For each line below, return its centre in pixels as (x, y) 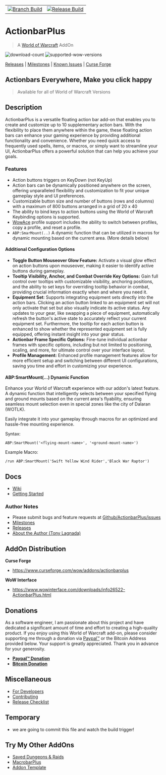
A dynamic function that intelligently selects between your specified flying (81, 394)
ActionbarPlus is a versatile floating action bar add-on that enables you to (80, 119)
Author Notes (22, 507)
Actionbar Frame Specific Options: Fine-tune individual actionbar (80, 340)
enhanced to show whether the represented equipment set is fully (80, 329)
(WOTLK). (15, 410)
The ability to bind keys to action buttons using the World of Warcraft (83, 211)
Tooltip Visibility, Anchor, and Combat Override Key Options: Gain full (85, 276)
